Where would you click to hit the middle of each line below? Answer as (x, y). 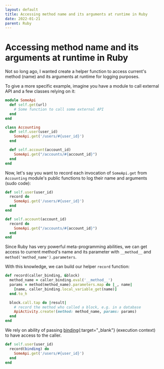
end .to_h (18, 294)
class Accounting (23, 127)
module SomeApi (21, 100)
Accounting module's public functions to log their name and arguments (76, 178)
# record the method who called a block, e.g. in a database (77, 307)
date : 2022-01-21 (23, 19)
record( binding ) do (29, 349)
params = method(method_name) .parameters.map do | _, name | (71, 285)
